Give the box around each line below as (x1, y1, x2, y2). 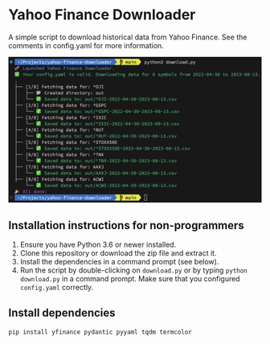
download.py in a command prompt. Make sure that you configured (19, 274, 240, 284)
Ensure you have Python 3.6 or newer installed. (19, 240, 177, 250)
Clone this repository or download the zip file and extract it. (19, 248, 217, 258)
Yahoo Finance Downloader (8, 6, 196, 24)
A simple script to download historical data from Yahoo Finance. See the (8, 32, 247, 42)
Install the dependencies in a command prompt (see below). (19, 257, 219, 267)
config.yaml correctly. (19, 283, 94, 293)
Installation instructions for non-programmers (8, 219, 245, 232)
